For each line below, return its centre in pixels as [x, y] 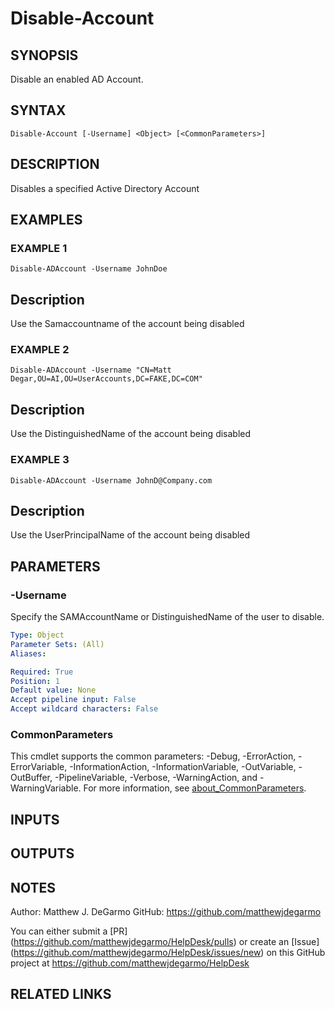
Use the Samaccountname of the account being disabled [127, 324]
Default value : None [53, 690]
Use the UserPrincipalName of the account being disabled [130, 535]
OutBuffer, [31, 778]
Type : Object [37, 635]
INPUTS [35, 819]
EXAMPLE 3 [40, 460]
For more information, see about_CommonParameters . [195, 788]
